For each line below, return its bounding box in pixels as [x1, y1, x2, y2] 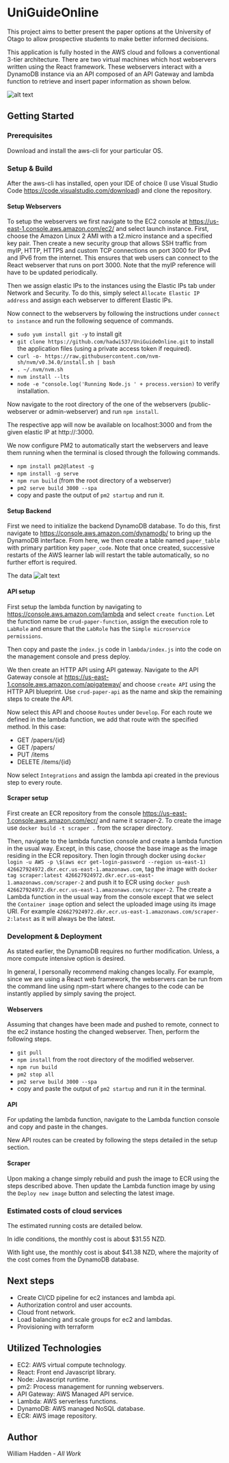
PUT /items [16, 750, 49, 759]
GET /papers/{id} [16, 735, 66, 744]
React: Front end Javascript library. [16, 1368, 116, 1376]
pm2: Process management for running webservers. [16, 1382, 164, 1390]
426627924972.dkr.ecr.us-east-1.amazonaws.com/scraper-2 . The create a [7, 885, 212, 894]
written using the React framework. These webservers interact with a [7, 62, 202, 71]
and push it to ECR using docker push [85, 878, 190, 886]
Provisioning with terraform [16, 1323, 94, 1331]
